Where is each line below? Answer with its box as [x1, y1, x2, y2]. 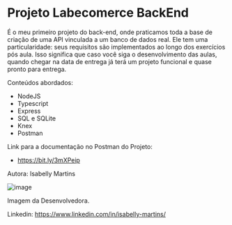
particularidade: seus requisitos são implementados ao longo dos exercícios [7, 42, 226, 51]
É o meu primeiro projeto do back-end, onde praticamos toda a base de [7, 28, 212, 36]
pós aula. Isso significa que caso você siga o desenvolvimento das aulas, [7, 50, 217, 59]
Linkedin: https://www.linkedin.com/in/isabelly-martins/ [7, 210, 166, 218]
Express [17, 107, 41, 115]
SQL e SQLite [17, 114, 56, 123]
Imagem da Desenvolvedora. [7, 196, 90, 205]
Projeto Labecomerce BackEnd [7, 5, 190, 21]
